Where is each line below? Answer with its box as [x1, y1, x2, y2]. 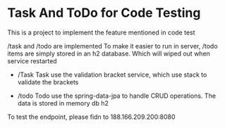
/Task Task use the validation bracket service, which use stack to [17, 70, 207, 79]
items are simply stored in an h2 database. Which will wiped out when [7, 49, 210, 58]
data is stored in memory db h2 [17, 98, 109, 107]
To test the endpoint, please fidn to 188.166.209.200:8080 [7, 113, 176, 121]
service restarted [7, 56, 58, 65]
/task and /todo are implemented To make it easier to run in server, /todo [7, 41, 218, 50]
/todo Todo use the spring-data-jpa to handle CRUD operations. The [17, 91, 217, 100]
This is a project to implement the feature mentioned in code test [7, 28, 195, 37]
